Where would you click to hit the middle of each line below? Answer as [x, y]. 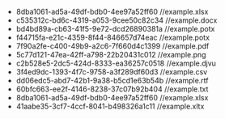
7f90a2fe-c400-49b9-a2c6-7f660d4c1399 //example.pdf [112, 46]
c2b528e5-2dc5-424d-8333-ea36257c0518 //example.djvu [116, 63]
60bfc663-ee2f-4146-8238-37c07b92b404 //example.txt [112, 89]
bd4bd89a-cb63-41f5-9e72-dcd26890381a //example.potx [115, 29]
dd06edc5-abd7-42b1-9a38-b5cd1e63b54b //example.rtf [112, 81]
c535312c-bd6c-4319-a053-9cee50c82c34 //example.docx [117, 20]
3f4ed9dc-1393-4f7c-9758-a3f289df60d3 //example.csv [112, 72]
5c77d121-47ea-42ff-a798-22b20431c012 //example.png [111, 55]
